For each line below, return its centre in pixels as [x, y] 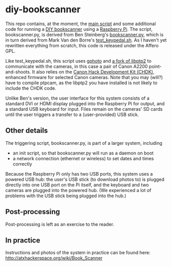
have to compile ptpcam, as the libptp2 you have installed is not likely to [81, 83]
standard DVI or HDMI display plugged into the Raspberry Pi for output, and [85, 103]
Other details [26, 131]
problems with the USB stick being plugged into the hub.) [66, 196]
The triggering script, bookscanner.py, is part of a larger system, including [84, 143]
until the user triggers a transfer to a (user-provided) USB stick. [72, 115]
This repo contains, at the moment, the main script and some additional [81, 24]
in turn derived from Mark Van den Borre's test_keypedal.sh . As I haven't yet [86, 40]
